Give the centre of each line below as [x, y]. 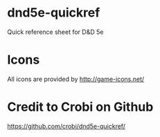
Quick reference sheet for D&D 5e [55, 32]
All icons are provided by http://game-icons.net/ [76, 79]
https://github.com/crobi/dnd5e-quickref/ [66, 126]
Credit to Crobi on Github [80, 107]
